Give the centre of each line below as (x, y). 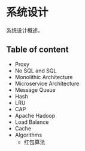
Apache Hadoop (35, 115)
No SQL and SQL (36, 71)
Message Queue (35, 90)
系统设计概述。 (25, 30)
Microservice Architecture (47, 83)
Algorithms (28, 135)
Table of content (37, 50)
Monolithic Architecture (44, 77)
